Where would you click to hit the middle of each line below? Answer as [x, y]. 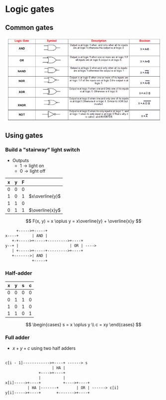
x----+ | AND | [27, 236]
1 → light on [32, 166]
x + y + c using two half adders [44, 348]
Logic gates [30, 9]
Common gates [29, 28]
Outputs [21, 161]
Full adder [17, 337]
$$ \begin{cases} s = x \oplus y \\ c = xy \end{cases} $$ [83, 324]
